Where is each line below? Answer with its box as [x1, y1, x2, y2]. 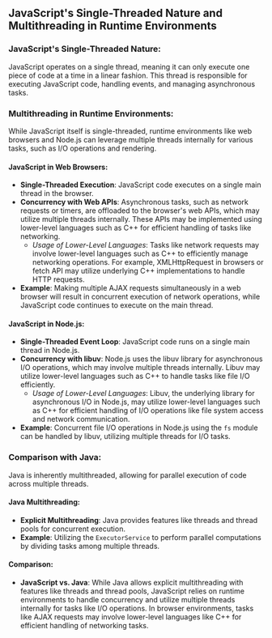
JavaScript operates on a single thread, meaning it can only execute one [8, 62, 250, 71]
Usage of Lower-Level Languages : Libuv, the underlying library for [32, 389, 255, 398]
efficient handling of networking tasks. [19, 621, 149, 631]
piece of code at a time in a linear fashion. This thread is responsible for [8, 70, 249, 80]
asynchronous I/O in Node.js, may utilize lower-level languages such [32, 397, 261, 407]
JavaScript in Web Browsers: [8, 162, 108, 172]
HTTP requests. [32, 274, 85, 284]
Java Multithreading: [8, 497, 81, 507]
